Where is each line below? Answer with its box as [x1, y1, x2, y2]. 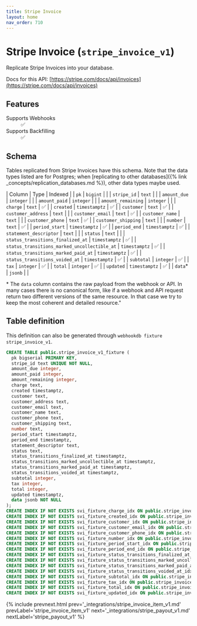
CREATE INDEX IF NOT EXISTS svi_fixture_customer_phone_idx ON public [6, 530, 182, 536]
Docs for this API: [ [6, 76, 52, 83]
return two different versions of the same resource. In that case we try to [6, 292, 182, 300]
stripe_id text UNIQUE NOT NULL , [11, 360, 93, 367]
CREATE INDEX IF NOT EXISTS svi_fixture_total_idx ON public [6, 585, 159, 591]
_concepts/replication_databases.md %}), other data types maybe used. [6, 179, 181, 186]
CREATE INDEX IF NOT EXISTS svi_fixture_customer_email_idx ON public [6, 524, 182, 530]
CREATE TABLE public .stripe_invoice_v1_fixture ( [6, 349, 130, 355]
